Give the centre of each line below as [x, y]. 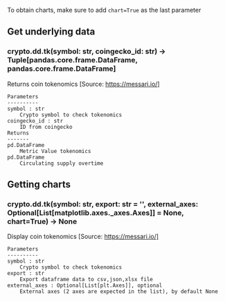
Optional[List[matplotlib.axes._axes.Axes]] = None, [96, 213]
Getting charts [39, 185]
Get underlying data [51, 32]
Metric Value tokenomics [55, 151]
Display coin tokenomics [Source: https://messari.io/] [83, 237]
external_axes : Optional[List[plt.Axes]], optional [85, 286]
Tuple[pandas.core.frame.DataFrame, [72, 60]
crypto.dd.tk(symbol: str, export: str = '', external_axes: [103, 204]
